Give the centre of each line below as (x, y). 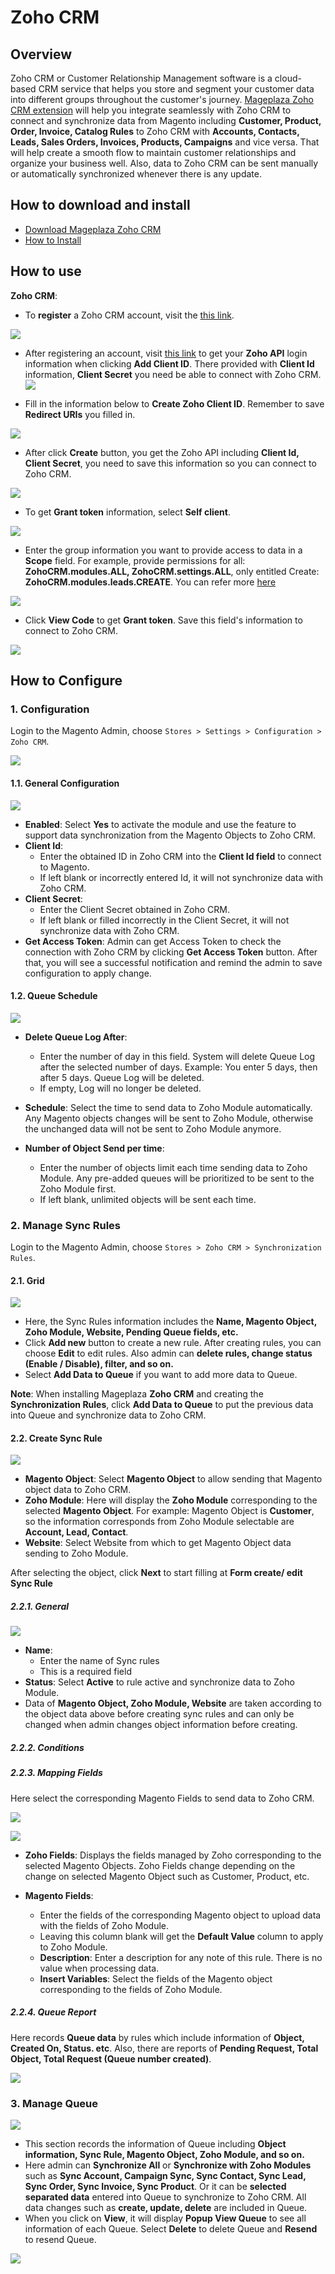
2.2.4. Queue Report (53, 2012)
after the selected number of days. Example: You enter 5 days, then (178, 1067)
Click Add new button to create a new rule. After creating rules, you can (173, 1343)
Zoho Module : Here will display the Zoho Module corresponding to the (171, 1500)
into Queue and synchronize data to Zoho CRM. (108, 1415)
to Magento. (64, 867)
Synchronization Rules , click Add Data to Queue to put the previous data (162, 1405)
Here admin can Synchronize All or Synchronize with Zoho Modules (168, 2165)
